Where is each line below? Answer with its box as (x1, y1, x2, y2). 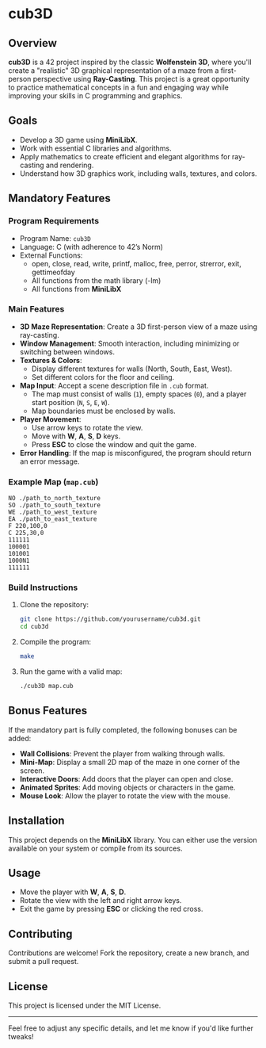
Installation (8, 814, 65, 828)
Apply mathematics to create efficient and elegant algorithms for (19, 151, 231, 161)
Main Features (8, 304, 65, 315)
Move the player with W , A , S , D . (19, 887, 127, 897)
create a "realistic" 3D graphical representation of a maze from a (8, 66, 219, 75)
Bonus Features (8, 704, 88, 717)
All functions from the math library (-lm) (31, 275, 161, 285)
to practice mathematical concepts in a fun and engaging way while (8, 82, 230, 92)
